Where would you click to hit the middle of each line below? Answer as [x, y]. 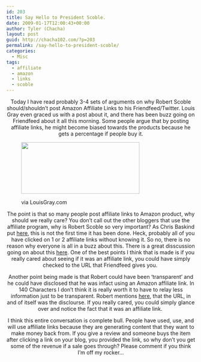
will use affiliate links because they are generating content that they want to [101, 327]
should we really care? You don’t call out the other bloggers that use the [101, 220]
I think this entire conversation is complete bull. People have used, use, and [101, 320]
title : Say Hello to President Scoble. [56, 17]
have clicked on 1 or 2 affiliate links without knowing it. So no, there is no [101, 239]
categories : [21, 51]
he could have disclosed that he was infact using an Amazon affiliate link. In [101, 283]
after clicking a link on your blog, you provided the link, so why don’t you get [101, 340]
